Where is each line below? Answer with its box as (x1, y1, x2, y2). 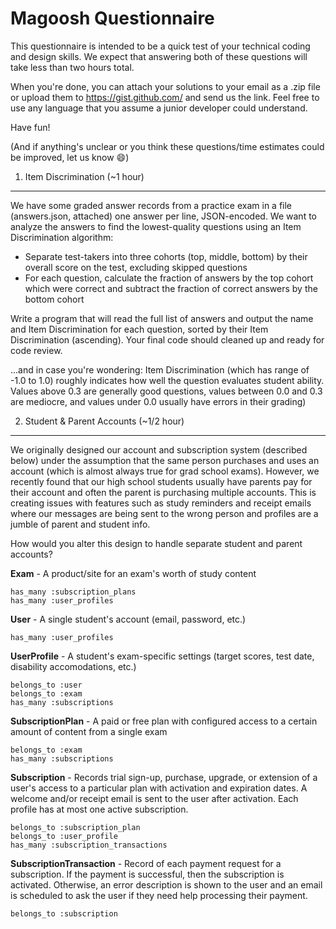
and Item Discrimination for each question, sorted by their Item (10, 323, 269, 335)
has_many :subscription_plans (10, 587, 137, 597)
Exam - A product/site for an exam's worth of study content (10, 567, 257, 579)
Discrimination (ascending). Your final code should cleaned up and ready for (10, 333, 325, 346)
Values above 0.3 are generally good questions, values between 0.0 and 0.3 (10, 385, 323, 397)
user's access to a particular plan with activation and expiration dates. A (10, 782, 308, 794)
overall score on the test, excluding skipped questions (24, 261, 248, 273)
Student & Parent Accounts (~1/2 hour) (24, 415, 185, 427)
